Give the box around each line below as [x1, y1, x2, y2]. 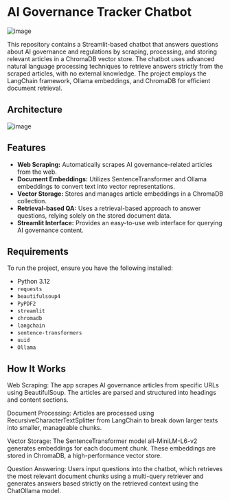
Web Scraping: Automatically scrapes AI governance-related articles [16, 160, 213, 168]
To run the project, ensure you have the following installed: [7, 264, 173, 272]
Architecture [7, 104, 63, 115]
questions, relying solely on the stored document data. [16, 211, 172, 220]
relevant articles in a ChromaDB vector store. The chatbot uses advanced [7, 54, 215, 62]
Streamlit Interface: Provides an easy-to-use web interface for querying [16, 218, 222, 227]
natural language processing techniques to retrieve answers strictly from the [7, 62, 224, 70]
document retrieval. [7, 84, 63, 92]
